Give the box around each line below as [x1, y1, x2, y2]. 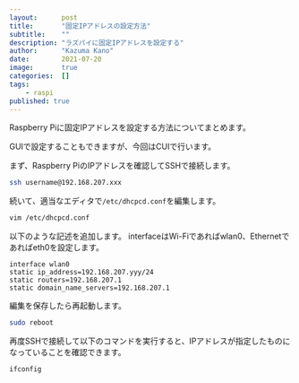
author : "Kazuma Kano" [9, 47, 115, 56]
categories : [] [9, 72, 70, 81]
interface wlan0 [9, 260, 70, 269]
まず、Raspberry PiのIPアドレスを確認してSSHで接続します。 [9, 161, 235, 171]
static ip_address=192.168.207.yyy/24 [9, 268, 154, 277]
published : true [9, 96, 70, 106]
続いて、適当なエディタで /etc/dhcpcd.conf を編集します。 [9, 196, 221, 206]
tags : [9, 80, 30, 89]
